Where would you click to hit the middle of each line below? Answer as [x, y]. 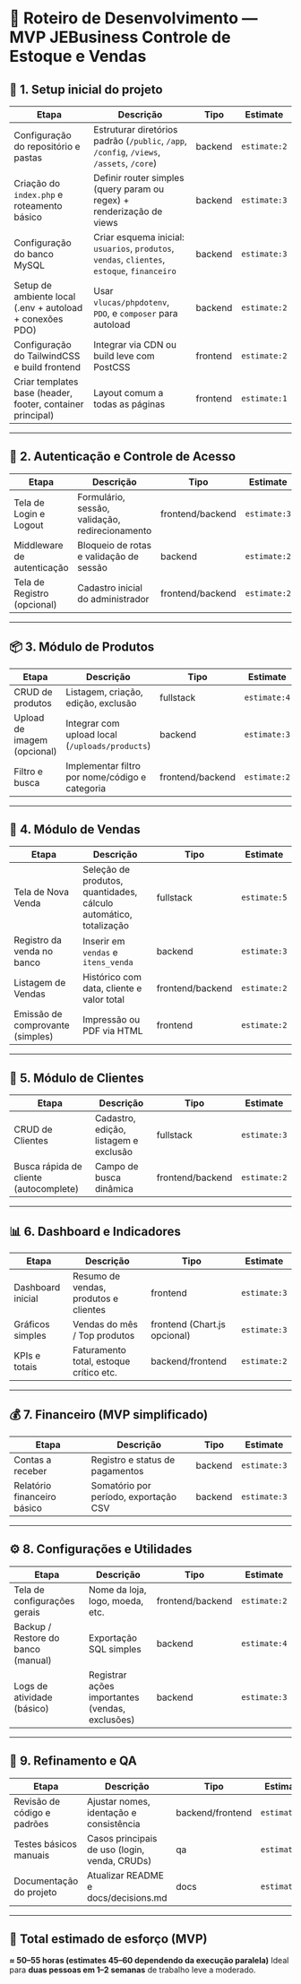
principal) [34, 415]
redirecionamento [115, 531]
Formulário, [101, 496]
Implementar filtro [103, 765]
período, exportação [134, 1497]
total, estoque [102, 1361]
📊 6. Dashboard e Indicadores [95, 1231]
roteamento [38, 206]
